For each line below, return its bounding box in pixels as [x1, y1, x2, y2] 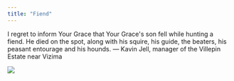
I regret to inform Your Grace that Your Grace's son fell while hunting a [7, 30, 213, 38]
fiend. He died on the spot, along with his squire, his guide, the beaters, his [7, 37, 227, 46]
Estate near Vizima [7, 52, 63, 61]
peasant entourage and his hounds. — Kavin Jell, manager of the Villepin [7, 44, 221, 53]
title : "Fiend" [7, 10, 53, 18]
